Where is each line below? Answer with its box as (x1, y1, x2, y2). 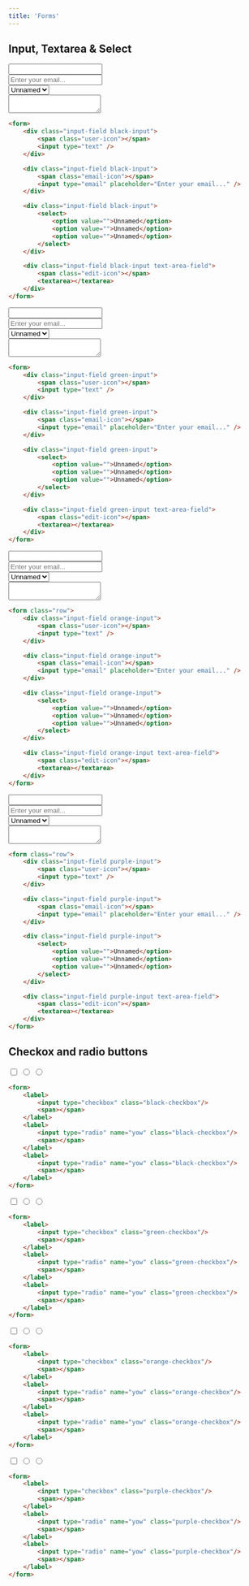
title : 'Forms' (8, 11, 60, 20)
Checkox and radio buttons (8, 1045, 148, 1059)
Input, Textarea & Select (8, 42, 132, 56)
